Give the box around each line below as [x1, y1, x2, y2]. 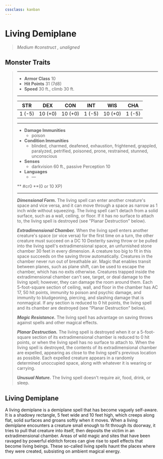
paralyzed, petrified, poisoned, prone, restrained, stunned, [31, 148, 148, 154]
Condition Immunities [24, 138, 69, 144]
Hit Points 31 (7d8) [24, 81, 62, 87]
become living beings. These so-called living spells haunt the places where [5, 443, 155, 449]
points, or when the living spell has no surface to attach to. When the [16, 339, 155, 346]
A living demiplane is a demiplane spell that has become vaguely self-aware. [5, 407, 158, 413]
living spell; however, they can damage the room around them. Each [16, 279, 153, 285]
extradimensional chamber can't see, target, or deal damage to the [16, 274, 151, 280]
